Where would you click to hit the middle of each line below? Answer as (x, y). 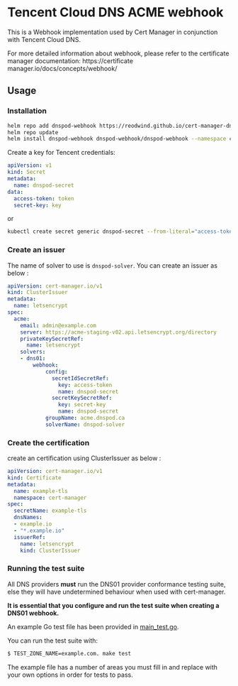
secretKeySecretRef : (82, 398)
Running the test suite (46, 569)
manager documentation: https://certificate (70, 60)
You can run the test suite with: (52, 641)
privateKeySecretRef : (52, 339)
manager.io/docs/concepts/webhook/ (62, 68)
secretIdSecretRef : (81, 378)
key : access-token (85, 385)
